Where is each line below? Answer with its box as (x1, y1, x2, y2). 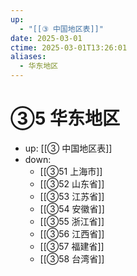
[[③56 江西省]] (39, 227, 105, 240)
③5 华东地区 (10, 107, 120, 130)
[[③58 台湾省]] (39, 252, 105, 265)
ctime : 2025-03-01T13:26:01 (10, 42, 128, 53)
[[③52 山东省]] (39, 177, 105, 190)
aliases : (10, 52, 47, 62)
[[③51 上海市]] (39, 165, 103, 177)
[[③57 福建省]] (39, 240, 105, 252)
